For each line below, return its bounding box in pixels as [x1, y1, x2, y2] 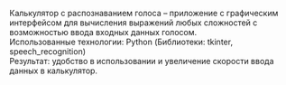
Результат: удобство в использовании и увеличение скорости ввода [9, 56, 274, 66]
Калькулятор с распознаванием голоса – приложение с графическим [9, 8, 279, 18]
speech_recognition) [9, 46, 87, 57]
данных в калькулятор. [9, 65, 97, 76]
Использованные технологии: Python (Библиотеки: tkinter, [9, 36, 233, 47]
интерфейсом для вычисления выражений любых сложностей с [9, 17, 258, 28]
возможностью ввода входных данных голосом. [9, 27, 198, 37]
